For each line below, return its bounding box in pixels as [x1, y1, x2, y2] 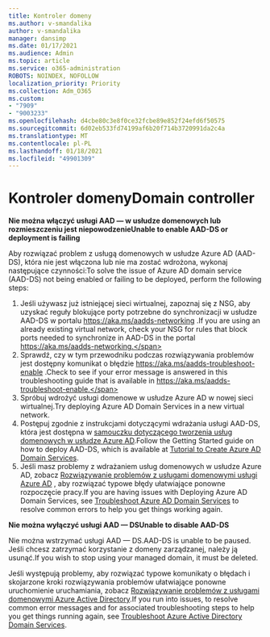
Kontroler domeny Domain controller [8, 189, 255, 207]
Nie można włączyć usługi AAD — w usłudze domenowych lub [8, 216, 222, 226]
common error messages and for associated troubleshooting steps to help [8, 603, 255, 613]
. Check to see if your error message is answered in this [44, 367, 228, 377]
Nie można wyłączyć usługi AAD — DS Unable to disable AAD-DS [8, 520, 230, 530]
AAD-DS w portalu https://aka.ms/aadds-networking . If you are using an [19, 316, 260, 325]
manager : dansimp [8, 34, 67, 43]
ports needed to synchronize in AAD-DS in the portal [19, 333, 196, 343]
